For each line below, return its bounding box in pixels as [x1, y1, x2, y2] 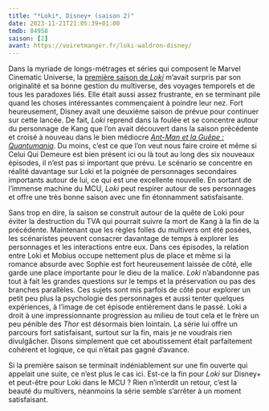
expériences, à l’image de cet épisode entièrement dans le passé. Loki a [8, 302, 247, 312]
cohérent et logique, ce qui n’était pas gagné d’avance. [8, 345, 190, 355]
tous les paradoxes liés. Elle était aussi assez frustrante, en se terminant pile [8, 89, 261, 99]
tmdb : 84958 [8, 27, 48, 35]
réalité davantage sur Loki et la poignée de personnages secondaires [8, 167, 237, 176]
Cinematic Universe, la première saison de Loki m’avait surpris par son [8, 73, 242, 82]
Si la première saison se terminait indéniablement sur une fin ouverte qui [8, 360, 248, 371]
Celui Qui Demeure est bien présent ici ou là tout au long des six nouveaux [8, 150, 255, 160]
